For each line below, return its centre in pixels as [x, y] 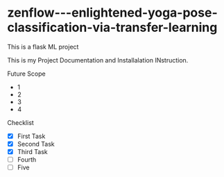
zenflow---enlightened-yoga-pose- [112, 13]
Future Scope [27, 74]
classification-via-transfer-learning [112, 27]
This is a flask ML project [43, 47]
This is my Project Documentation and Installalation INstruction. [98, 60]
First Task [31, 136]
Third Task [32, 152]
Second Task [36, 144]
